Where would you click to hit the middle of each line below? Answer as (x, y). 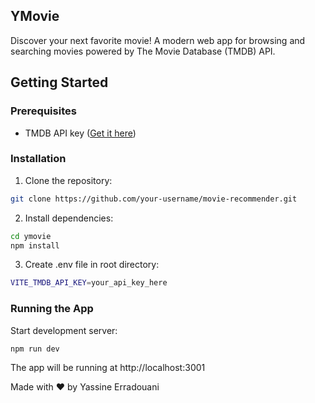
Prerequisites (43, 111)
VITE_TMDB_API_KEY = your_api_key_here (89, 283)
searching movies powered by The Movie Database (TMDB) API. (143, 51)
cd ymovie (31, 236)
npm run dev (35, 349)
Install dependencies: (69, 218)
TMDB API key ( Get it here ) (80, 133)
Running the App (52, 309)
